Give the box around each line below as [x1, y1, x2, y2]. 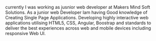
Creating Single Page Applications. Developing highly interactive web [5, 15, 149, 20]
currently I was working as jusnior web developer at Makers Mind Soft [5, 4, 150, 10]
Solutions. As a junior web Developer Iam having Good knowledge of [5, 9, 147, 15]
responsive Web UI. [5, 31, 46, 36]
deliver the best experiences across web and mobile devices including [5, 25, 151, 31]
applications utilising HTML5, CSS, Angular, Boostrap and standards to [5, 20, 151, 26]
